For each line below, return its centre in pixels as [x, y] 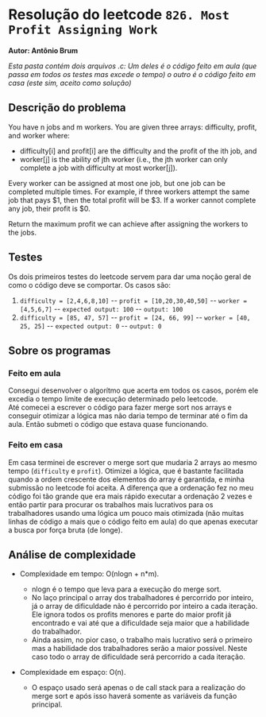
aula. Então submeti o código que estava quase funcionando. [108, 424]
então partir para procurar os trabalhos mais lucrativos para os [111, 504]
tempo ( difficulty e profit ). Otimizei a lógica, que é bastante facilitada [126, 471]
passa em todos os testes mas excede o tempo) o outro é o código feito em [132, 74]
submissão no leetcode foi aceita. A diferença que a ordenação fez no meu [131, 487]
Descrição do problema [67, 108]
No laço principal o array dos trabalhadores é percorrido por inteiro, [143, 598]
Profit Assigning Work [83, 30]
